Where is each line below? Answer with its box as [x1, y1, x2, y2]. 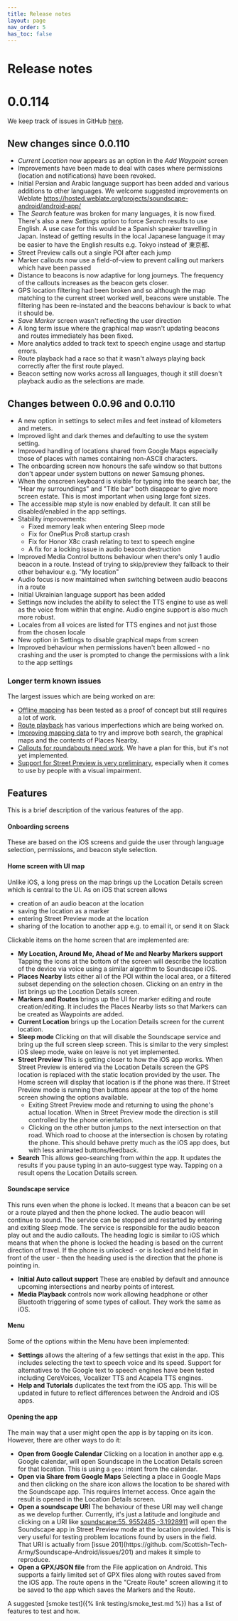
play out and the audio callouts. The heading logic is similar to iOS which [7, 1231, 220, 1239]
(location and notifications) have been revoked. [17, 171, 156, 180]
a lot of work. [17, 713, 57, 722]
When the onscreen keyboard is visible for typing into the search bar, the [17, 477, 232, 485]
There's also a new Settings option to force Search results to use [17, 217, 208, 225]
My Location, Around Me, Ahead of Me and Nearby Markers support [17, 949, 223, 957]
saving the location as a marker [17, 906, 110, 915]
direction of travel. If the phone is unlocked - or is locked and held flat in [7, 1245, 219, 1254]
